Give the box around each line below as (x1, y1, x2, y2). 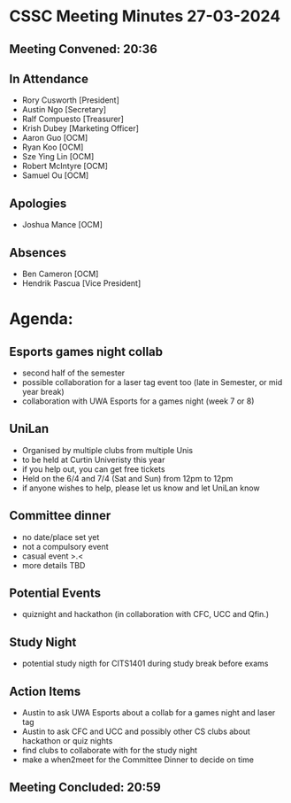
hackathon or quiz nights (21, 736, 113, 746)
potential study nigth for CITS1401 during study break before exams (21, 658, 269, 669)
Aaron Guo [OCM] (21, 133, 88, 143)
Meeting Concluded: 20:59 (9, 780, 161, 795)
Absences (9, 245, 66, 260)
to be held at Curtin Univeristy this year (21, 454, 165, 465)
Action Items (9, 683, 81, 699)
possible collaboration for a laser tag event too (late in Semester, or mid (21, 377, 283, 388)
